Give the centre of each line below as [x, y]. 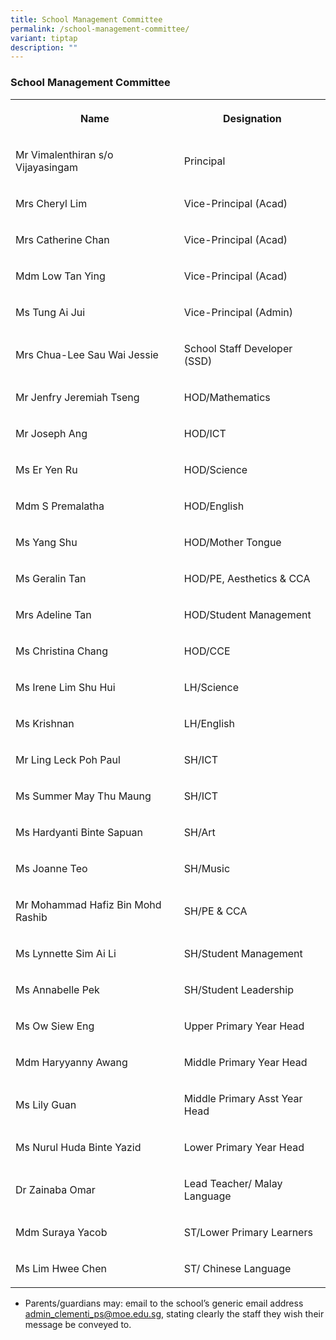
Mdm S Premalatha [60, 506]
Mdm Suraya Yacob [61, 1232]
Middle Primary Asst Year [243, 1098]
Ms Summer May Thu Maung [83, 796]
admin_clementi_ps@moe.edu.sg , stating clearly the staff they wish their [174, 1313]
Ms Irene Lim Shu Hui [65, 687]
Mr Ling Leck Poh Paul [68, 759]
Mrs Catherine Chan [62, 239]
